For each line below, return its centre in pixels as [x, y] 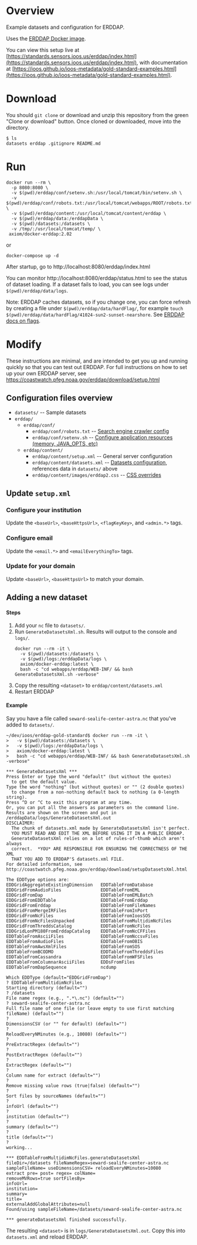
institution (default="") [38, 1117]
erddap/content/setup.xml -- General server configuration [102, 456]
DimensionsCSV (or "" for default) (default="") [67, 1024]
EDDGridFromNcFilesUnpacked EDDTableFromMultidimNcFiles [89, 921]
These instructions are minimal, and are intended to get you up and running [97, 361]
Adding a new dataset [47, 598]
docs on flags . [23, 321]
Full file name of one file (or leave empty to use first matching [90, 1008]
